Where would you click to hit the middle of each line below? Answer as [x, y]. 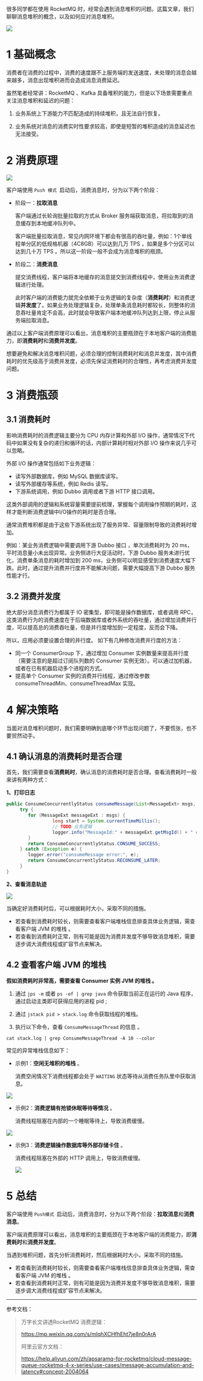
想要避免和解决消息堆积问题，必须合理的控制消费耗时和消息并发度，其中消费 [101, 353]
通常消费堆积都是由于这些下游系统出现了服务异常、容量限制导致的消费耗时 [99, 524]
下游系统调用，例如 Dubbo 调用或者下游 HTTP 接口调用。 [86, 491]
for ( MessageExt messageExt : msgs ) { [77, 816]
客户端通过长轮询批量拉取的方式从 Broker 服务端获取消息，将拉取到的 [101, 215]
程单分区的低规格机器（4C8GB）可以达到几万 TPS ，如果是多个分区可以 [105, 244]
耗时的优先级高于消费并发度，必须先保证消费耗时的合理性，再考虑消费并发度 [101, 361]
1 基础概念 [31, 55]
